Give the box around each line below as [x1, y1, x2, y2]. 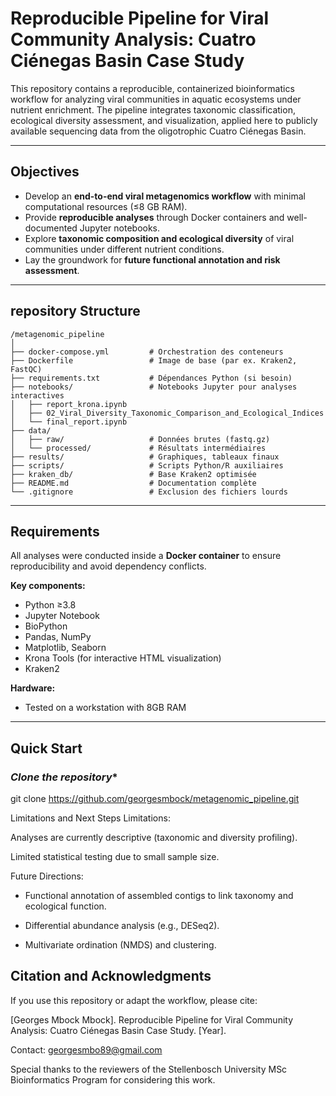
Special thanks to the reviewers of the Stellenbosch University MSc [10, 1063, 288, 1075]
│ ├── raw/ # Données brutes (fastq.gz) [10, 434, 271, 444]
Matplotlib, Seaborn [24, 642, 107, 654]
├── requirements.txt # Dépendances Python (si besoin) [10, 373, 293, 383]
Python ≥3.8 [24, 599, 77, 611]
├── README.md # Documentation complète [10, 478, 257, 488]
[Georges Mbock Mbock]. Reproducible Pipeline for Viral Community [10, 1013, 294, 1026]
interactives [10, 390, 65, 401]
